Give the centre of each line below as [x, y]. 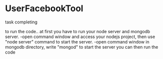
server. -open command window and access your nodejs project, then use [80, 37]
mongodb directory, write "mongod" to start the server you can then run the [82, 47]
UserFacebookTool [44, 9]
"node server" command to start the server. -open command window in [77, 41]
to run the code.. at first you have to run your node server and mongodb [78, 31]
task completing [21, 22]
